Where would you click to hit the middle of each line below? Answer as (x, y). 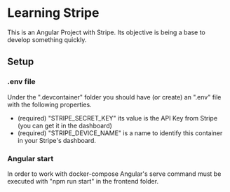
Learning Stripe (53, 13)
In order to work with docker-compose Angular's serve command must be (114, 174)
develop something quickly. (47, 39)
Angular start (31, 158)
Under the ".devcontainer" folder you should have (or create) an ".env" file (114, 97)
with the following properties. (50, 104)
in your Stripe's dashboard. (56, 140)
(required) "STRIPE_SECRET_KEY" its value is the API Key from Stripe (117, 118)
